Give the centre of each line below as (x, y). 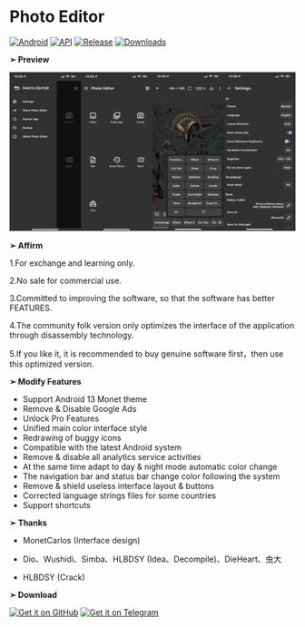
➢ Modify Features (45, 381)
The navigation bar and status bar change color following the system (151, 476)
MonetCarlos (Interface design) (81, 540)
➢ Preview (30, 59)
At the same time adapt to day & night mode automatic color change (150, 466)
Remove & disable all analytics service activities (112, 456)
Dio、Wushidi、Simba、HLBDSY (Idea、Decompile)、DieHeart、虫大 (152, 559)
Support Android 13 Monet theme (85, 399)
